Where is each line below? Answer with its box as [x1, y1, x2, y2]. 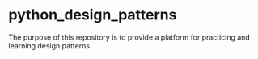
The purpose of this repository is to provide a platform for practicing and [8, 32, 251, 42]
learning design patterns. [8, 40, 92, 50]
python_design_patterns [8, 6, 177, 24]
